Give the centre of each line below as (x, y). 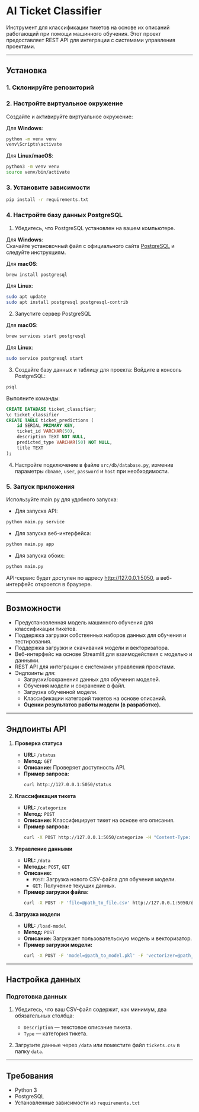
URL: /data (37, 860)
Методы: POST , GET (46, 866)
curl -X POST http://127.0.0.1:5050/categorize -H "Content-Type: (107, 838)
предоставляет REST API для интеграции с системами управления (91, 40)
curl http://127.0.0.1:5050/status (67, 785)
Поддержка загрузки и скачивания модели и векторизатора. (92, 648)
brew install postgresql (37, 275)
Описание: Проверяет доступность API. (75, 768)
